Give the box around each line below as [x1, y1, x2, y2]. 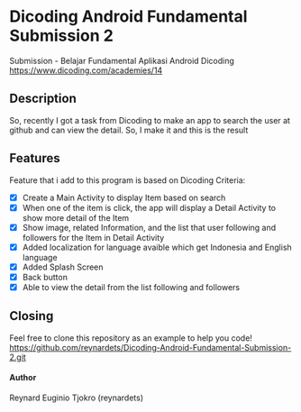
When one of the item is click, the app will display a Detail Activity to [22, 202, 277, 213]
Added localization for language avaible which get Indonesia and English [22, 242, 293, 252]
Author [9, 372, 37, 383]
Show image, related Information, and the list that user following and [22, 222, 277, 233]
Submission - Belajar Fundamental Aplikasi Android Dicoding [9, 55, 234, 66]
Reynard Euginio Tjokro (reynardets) [9, 392, 144, 403]
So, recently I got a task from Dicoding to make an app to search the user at [9, 114, 291, 125]
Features [9, 151, 60, 166]
